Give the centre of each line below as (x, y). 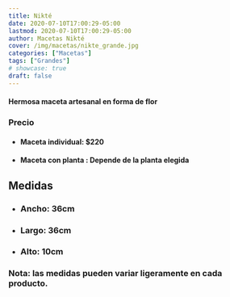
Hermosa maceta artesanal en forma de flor (83, 102)
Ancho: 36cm (47, 208)
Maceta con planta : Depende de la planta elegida (105, 160)
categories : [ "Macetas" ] (50, 53)
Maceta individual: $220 (62, 141)
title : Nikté (30, 16)
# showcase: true (38, 69)
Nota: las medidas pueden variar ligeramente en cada (115, 274)
